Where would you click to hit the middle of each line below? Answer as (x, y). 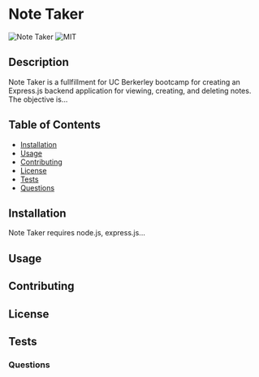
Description (39, 62)
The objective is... (38, 99)
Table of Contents (55, 125)
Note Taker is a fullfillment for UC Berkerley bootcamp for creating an (125, 81)
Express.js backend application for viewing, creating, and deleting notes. (130, 90)
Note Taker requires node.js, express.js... (77, 233)
